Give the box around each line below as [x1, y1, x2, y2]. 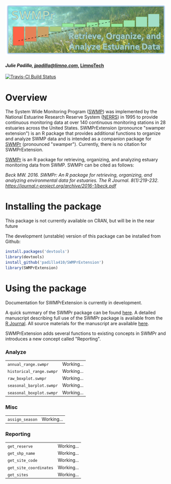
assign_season [7, 417, 38, 423]
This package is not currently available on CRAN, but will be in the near [5, 218, 155, 224]
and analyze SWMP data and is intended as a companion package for [5, 136, 152, 142]
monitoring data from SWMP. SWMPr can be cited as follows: [5, 162, 134, 168]
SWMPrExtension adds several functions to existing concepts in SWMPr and [5, 330, 166, 336]
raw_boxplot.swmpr [7, 376, 47, 382]
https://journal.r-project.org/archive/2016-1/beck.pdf [5, 183, 116, 189]
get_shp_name [7, 451, 35, 456]
